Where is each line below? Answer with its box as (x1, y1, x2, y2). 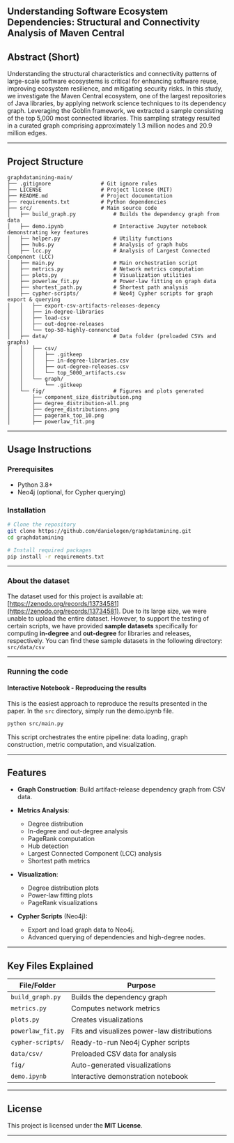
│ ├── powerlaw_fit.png (7, 418, 95, 425)
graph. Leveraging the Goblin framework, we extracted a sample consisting (7, 107, 224, 115)
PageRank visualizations (27, 899, 98, 907)
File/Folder (19, 981, 56, 990)
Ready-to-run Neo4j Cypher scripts (70, 1038, 190, 1047)
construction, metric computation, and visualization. (7, 740, 157, 748)
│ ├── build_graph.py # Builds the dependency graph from (7, 211, 219, 218)
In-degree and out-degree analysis (27, 827, 128, 835)
